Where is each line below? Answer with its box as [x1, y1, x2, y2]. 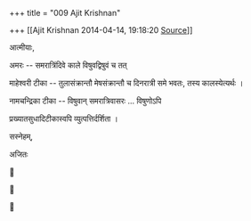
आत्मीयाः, [9, 42, 36, 53]
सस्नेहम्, [9, 131, 34, 142]
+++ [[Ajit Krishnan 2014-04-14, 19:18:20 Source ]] [9, 25, 193, 35]
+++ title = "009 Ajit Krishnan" [9, 8, 121, 18]
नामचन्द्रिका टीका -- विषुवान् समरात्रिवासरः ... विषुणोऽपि [9, 95, 162, 106]
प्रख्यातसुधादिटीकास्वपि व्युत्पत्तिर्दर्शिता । [9, 113, 118, 124]
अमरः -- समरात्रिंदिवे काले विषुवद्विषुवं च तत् [9, 60, 127, 70]
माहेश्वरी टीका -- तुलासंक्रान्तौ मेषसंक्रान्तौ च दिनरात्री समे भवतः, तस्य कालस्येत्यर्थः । [9, 78, 244, 88]
